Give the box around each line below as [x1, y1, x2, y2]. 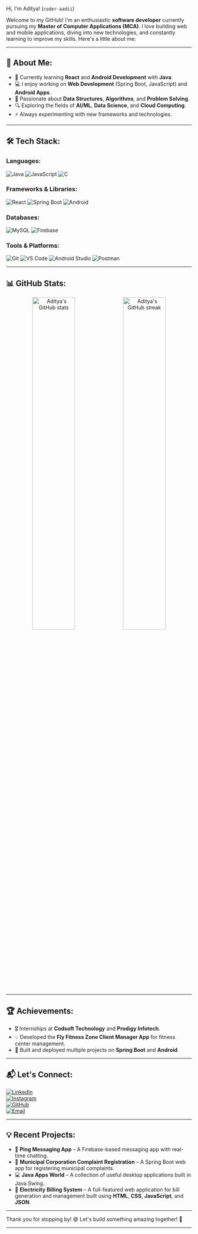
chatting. [27, 1152, 48, 1159]
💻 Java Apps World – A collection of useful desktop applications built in [14, 1171, 192, 1178]
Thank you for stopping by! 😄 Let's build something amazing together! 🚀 [6, 1215, 183, 1223]
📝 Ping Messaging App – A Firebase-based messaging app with [14, 1145, 171, 1152]
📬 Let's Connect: [6, 1070, 73, 1080]
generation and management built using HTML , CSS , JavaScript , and [14, 1192, 184, 1199]
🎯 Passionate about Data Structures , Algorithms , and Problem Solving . [14, 95, 190, 102]
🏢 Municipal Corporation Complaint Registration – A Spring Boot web [14, 1158, 186, 1165]
